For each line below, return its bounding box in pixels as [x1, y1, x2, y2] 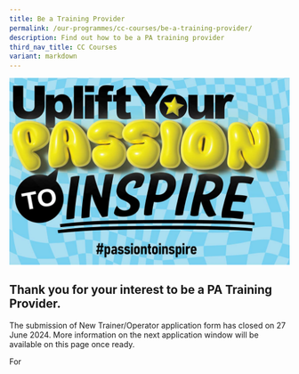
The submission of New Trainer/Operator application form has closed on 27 [9, 320, 287, 330]
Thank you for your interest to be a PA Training [9, 282, 273, 297]
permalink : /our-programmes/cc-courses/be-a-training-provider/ [9, 23, 253, 33]
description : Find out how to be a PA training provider [9, 33, 225, 42]
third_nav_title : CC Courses [9, 43, 117, 52]
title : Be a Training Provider [9, 14, 125, 23]
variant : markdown [9, 52, 77, 61]
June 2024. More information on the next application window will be [9, 329, 260, 340]
